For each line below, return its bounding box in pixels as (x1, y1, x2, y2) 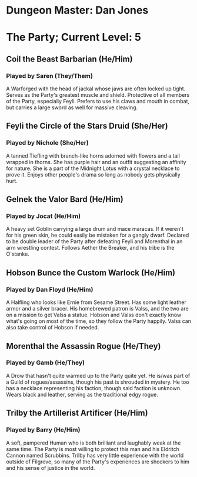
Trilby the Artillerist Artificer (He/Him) (6, 408, 148, 418)
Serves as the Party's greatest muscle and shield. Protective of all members (6, 92, 190, 99)
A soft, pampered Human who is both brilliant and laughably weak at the (6, 439, 181, 446)
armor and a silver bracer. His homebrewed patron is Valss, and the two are (6, 305, 189, 312)
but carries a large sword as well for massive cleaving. (6, 104, 138, 111)
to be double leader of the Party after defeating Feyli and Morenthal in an (6, 238, 183, 245)
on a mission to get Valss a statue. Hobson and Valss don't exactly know (6, 311, 182, 319)
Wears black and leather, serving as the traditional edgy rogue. (6, 391, 159, 398)
